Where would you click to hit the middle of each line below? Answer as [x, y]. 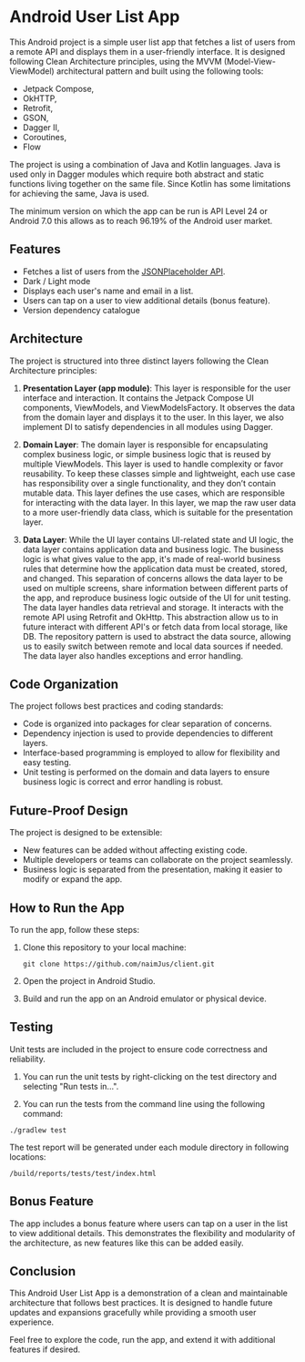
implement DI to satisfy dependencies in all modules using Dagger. [147, 426]
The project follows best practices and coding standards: [117, 706]
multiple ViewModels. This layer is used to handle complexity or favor [153, 464]
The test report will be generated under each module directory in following [149, 1147]
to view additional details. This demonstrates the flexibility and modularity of [152, 1233]
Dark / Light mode [56, 281]
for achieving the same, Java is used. [79, 193]
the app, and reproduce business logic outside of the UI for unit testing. [157, 598]
